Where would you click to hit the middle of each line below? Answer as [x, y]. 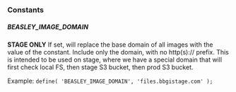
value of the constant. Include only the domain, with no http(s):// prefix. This [118, 52]
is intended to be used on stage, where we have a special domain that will [115, 59]
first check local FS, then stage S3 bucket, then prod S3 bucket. [100, 67]
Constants [26, 10]
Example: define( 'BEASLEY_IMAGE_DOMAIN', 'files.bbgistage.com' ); [110, 81]
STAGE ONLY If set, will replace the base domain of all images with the [110, 45]
